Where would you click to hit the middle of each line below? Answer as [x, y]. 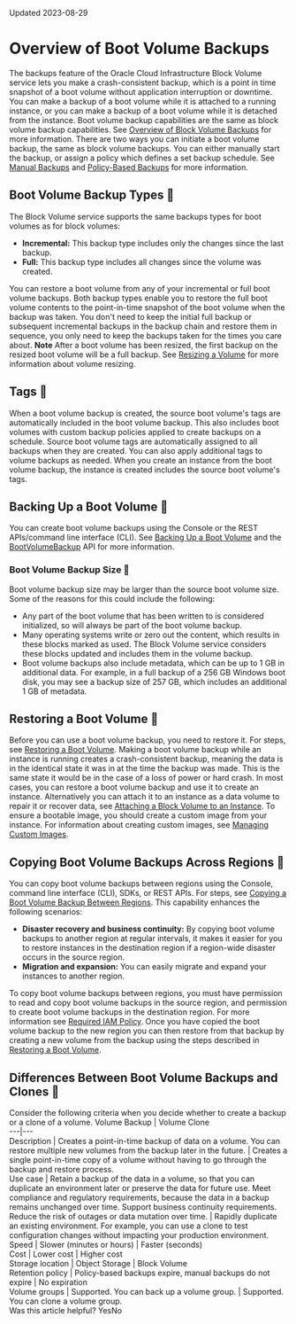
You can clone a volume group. [66, 1301]
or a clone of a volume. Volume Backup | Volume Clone [110, 1122]
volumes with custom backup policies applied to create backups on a [135, 432]
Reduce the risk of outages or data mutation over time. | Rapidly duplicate [144, 1217]
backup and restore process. [62, 1170]
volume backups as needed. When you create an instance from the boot [140, 460]
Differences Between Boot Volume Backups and [144, 1077]
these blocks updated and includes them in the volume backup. [137, 653]
